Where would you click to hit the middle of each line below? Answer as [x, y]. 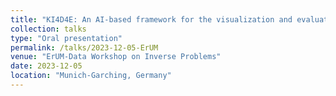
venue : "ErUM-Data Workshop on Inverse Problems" [116, 57]
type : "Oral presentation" [66, 38]
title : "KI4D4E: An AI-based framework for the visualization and [151, 19]
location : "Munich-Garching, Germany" [91, 76]
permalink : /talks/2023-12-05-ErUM [84, 47]
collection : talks [48, 29]
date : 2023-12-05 [46, 66]
